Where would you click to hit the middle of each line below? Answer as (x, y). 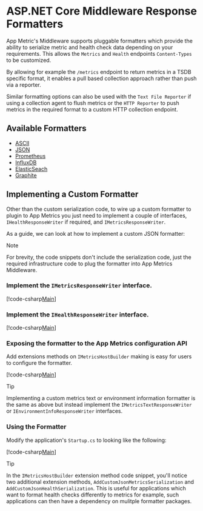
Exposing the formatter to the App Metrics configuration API (97, 344)
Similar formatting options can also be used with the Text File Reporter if (99, 96)
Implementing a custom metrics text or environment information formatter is (101, 398)
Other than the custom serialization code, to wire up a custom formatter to (99, 209)
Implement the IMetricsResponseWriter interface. (79, 286)
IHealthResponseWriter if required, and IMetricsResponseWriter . (86, 222)
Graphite (26, 175)
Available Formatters (46, 129)
